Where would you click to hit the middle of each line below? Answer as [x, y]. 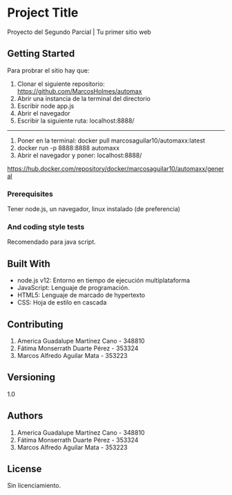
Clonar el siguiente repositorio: [61, 84]
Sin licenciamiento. [34, 485]
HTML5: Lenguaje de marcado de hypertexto [81, 295]
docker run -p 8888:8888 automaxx [68, 147]
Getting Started [41, 54]
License [25, 469]
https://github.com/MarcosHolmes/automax [79, 91]
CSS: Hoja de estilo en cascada [62, 303]
